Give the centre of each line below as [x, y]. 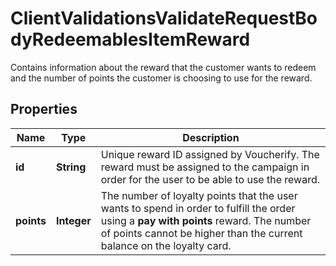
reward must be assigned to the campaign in [205, 167]
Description [211, 137]
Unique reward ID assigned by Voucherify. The [210, 154]
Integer [73, 220]
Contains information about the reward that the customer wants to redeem [163, 67]
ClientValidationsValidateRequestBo [164, 18]
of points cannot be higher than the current [201, 233]
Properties [44, 109]
